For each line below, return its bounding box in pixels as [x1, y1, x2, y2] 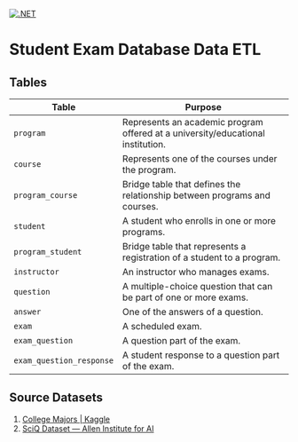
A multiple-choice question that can [122, 280, 273, 292]
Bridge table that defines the [122, 178, 241, 190]
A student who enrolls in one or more [122, 215, 277, 226]
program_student [13, 247, 82, 257]
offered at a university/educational [122, 127, 266, 139]
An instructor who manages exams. [122, 266, 270, 278]
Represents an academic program [122, 116, 263, 128]
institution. [122, 138, 167, 150]
